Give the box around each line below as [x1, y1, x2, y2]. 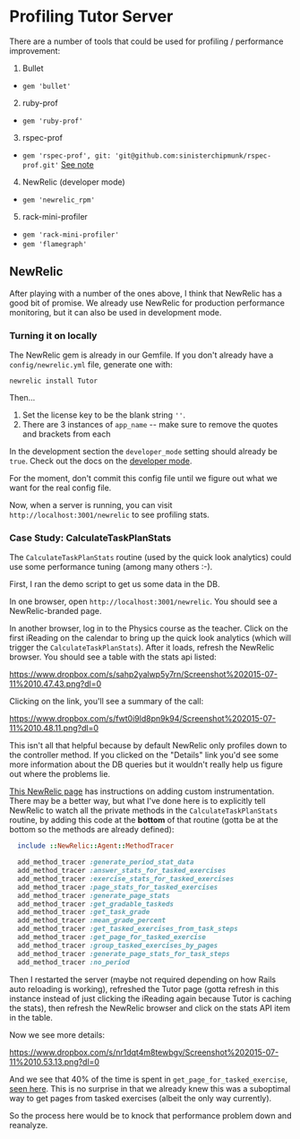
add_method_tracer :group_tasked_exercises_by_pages [17, 941, 219, 950]
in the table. [9, 1012, 54, 1023]
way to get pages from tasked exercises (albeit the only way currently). [9, 1092, 272, 1103]
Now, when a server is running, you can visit [9, 500, 173, 511]
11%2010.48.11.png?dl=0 [9, 723, 99, 734]
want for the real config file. [9, 482, 112, 494]
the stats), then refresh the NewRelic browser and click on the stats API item [9, 1002, 291, 1014]
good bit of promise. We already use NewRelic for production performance [9, 298, 285, 308]
